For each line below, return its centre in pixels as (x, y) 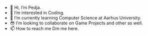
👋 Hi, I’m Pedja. (25, 8)
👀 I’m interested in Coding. (37, 13)
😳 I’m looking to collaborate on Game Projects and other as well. (76, 23)
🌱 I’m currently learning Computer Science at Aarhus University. (75, 18)
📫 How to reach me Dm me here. (44, 28)
